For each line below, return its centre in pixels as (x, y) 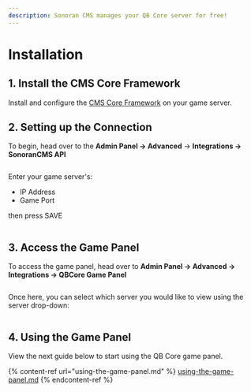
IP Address (37, 192)
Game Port (37, 200)
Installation (46, 54)
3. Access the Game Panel (74, 247)
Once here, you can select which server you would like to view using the (126, 297)
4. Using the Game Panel (70, 337)
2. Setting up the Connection (80, 127)
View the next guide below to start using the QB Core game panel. (116, 357)
